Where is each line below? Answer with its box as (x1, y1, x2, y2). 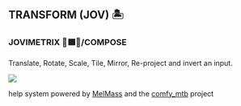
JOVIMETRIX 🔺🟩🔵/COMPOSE (8, 37, 127, 48)
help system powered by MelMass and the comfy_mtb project (8, 88, 214, 98)
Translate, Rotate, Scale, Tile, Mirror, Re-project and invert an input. (8, 58, 233, 67)
